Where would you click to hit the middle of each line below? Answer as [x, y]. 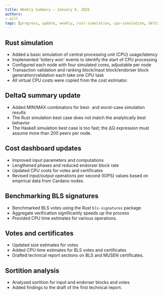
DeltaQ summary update [43, 95]
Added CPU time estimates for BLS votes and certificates [69, 250]
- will [12, 18]
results [19, 112]
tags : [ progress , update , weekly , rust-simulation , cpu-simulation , [76, 23]
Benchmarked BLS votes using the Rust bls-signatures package [77, 208]
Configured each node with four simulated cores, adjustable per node [81, 65]
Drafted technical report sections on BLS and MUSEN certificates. [78, 255]
